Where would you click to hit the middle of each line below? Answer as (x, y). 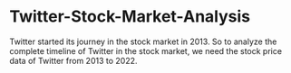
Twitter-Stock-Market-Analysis (130, 17)
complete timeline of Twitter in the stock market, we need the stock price (146, 50)
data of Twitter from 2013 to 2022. (73, 60)
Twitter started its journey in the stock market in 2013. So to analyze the (143, 41)
